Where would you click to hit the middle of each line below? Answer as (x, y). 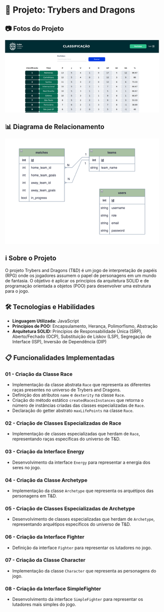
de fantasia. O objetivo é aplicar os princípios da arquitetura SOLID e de (77, 280)
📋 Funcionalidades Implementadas (60, 358)
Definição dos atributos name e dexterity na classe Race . (69, 395)
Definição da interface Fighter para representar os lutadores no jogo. (82, 548)
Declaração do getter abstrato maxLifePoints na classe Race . (73, 411)
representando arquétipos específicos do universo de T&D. (71, 524)
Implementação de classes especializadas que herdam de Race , (76, 434)
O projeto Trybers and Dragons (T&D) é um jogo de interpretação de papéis (81, 270)
